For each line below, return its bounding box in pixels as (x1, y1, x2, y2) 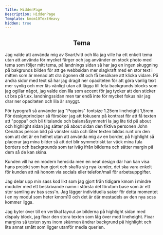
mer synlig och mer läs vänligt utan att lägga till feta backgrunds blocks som (5, 83, 158, 89)
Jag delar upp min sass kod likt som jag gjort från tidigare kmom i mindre (5, 178, 151, 184)
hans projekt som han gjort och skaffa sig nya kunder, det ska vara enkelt (5, 164, 152, 170)
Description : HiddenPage (5, 12, 55, 17)
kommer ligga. (5, 199, 34, 205)
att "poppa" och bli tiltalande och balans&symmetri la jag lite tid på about (5, 118, 151, 124)
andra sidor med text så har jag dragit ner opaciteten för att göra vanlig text (5, 78, 156, 83)
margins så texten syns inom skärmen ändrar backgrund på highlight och (5, 219, 152, 225)
